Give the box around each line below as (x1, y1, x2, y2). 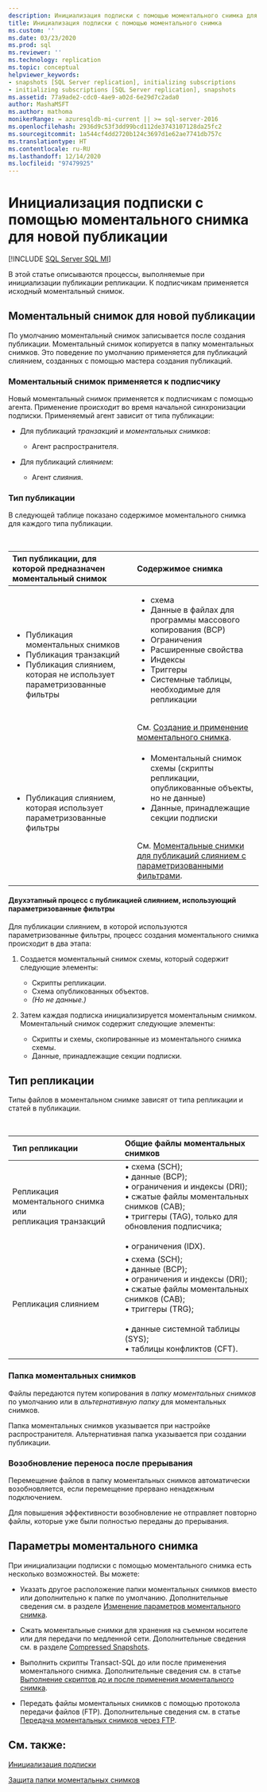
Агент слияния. (31, 473, 83, 482)
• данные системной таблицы (124, 1323, 241, 1334)
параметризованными (137, 861, 224, 872)
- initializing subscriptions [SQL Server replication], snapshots (8, 85, 237, 94)
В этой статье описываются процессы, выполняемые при (8, 270, 205, 279)
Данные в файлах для (150, 604, 234, 615)
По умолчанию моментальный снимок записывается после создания (8, 330, 246, 340)
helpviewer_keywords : (8, 71, 80, 79)
